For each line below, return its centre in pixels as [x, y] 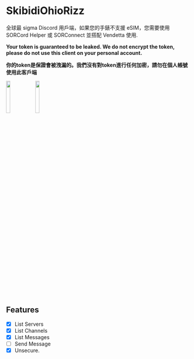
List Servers [29, 324]
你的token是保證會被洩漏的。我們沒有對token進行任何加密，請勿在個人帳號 [97, 65]
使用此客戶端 [21, 72]
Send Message [32, 344]
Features [22, 310]
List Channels [31, 330]
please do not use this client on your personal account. [74, 53]
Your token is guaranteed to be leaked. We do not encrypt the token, [90, 46]
